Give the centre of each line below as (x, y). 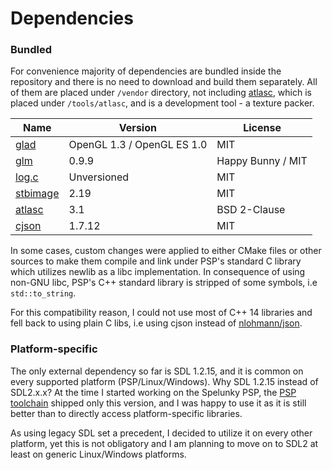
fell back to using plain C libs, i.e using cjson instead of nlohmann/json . (156, 323)
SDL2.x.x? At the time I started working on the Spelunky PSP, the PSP (153, 392)
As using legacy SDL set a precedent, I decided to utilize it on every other (161, 433)
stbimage (37, 194)
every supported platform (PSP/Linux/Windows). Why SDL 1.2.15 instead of (164, 381)
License (262, 128)
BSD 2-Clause (251, 210)
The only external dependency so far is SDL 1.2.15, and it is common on (157, 371)
